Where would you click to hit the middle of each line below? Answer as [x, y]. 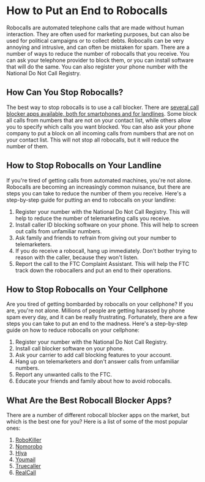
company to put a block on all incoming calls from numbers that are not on [100, 133]
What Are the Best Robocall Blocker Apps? [89, 400]
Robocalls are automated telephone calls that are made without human [95, 28]
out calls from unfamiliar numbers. [58, 231]
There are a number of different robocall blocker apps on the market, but [98, 415]
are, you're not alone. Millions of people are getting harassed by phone [96, 311]
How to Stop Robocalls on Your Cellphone [87, 289]
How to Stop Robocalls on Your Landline [84, 166]
